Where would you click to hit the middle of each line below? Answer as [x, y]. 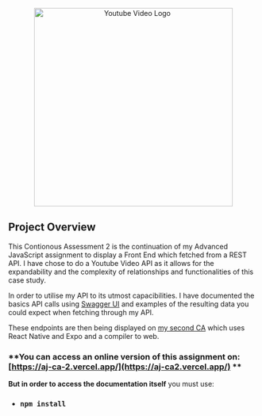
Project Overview [52, 227]
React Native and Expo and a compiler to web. [84, 336]
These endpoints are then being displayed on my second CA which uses [127, 327]
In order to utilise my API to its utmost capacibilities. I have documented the [131, 295]
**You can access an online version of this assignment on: [124, 356]
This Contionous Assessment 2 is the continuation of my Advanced [118, 246]
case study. [27, 280]
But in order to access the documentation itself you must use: [111, 384]
